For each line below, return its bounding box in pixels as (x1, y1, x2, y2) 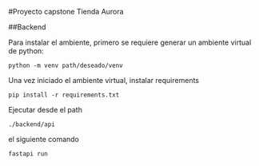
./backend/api (8, 121, 56, 128)
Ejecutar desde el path (8, 105, 82, 114)
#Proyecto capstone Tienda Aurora (8, 7, 124, 16)
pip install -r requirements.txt (8, 91, 120, 99)
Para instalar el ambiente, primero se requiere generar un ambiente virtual (8, 38, 252, 47)
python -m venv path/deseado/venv (8, 61, 124, 69)
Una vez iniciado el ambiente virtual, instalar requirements (8, 76, 200, 85)
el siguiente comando (8, 135, 80, 144)
